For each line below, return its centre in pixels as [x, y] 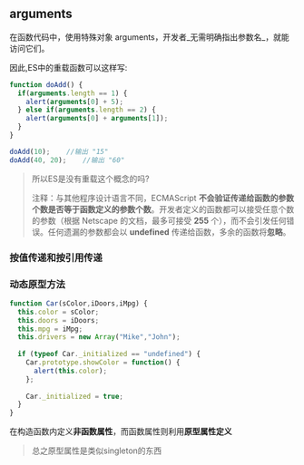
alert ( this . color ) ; [70, 371]
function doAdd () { [46, 84]
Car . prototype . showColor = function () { [103, 363]
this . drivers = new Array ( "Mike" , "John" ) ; [99, 337]
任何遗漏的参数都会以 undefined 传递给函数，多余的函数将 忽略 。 [169, 232]
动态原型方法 [38, 284]
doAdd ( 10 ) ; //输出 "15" [59, 151]
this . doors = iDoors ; [59, 320]
